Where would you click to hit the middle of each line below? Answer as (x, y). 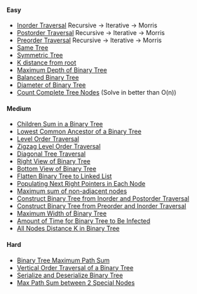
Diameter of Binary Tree (51, 85)
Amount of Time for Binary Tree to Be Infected (83, 221)
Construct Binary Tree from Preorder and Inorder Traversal (101, 206)
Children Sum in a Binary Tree (60, 124)
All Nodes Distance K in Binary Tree (68, 229)
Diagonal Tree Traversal (51, 154)
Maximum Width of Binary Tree (61, 213)
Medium (19, 108)
